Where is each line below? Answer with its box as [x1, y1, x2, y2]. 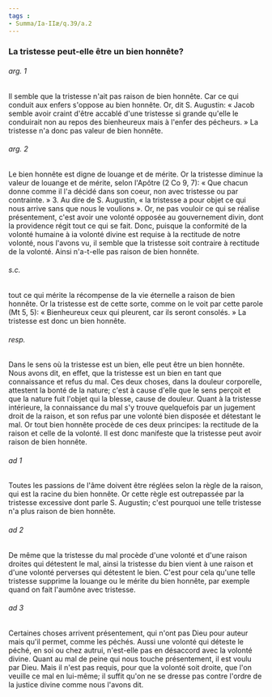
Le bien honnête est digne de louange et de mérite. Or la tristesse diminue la [8, 169, 263, 179]
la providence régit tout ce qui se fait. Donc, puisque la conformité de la [8, 220, 248, 231]
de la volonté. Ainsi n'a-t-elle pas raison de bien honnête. [8, 246, 200, 256]
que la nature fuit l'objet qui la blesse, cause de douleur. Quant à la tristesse [8, 394, 261, 404]
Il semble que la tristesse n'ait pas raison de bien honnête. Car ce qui [8, 91, 239, 101]
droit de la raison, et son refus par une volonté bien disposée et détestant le [8, 411, 261, 421]
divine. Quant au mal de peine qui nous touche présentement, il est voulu [8, 653, 253, 664]
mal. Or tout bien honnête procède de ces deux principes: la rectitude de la [8, 420, 259, 430]
